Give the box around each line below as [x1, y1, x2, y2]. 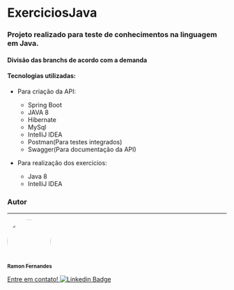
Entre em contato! [7, 275, 58, 284]
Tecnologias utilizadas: [7, 72, 77, 80]
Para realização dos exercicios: [17, 158, 107, 167]
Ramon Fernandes [7, 263, 52, 270]
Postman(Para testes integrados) [27, 137, 123, 146]
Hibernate [27, 115, 57, 123]
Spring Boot [27, 100, 63, 109]
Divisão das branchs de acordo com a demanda [7, 56, 148, 64]
